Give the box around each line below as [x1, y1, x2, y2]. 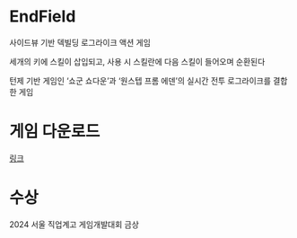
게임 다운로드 [9, 121, 100, 142]
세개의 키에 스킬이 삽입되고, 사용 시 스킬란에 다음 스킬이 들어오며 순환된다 [9, 56, 266, 66]
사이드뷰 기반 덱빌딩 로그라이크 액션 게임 [9, 37, 151, 48]
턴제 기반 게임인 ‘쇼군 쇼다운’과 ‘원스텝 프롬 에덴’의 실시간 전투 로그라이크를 [9, 75, 272, 86]
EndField [9, 6, 76, 27]
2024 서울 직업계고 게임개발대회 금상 [9, 218, 139, 230]
